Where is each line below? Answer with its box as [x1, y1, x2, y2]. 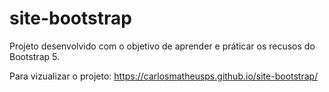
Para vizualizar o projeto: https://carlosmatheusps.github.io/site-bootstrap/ [9, 70, 319, 82]
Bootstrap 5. [9, 50, 60, 62]
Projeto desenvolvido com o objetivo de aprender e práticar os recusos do [9, 40, 316, 52]
